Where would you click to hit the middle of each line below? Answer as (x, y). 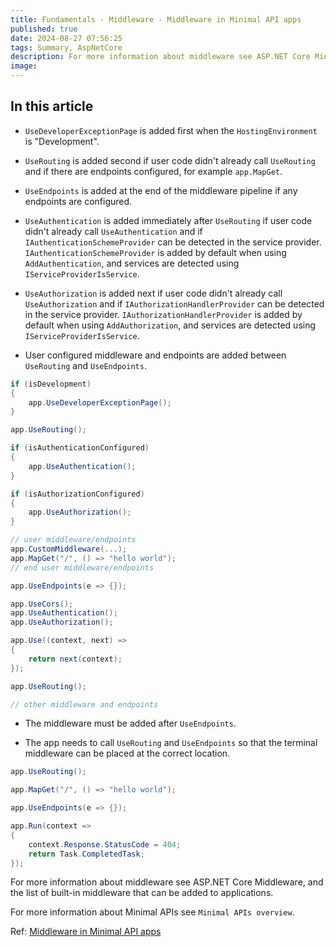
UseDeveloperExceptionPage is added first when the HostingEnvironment (171, 130)
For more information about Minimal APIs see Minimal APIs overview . (152, 912)
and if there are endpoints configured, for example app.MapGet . (153, 171)
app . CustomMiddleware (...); (69, 549)
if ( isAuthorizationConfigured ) (77, 494)
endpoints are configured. (78, 201)
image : (24, 66)
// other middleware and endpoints (84, 704)
